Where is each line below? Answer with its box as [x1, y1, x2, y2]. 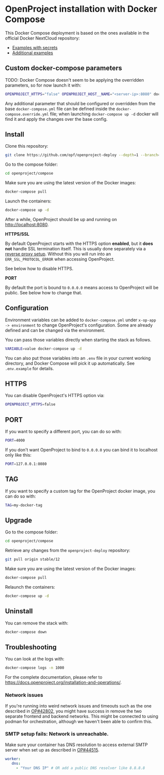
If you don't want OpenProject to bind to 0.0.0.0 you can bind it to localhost [5, 447, 158, 453]
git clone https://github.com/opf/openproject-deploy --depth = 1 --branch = [5, 153, 161, 157]
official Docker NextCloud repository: [5, 35, 80, 41]
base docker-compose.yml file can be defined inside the [5, 106, 116, 111]
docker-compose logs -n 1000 [5, 665, 64, 670]
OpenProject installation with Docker [5, 3, 158, 15]
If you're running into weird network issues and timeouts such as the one [5, 703, 152, 709]
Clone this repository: [5, 143, 49, 149]
